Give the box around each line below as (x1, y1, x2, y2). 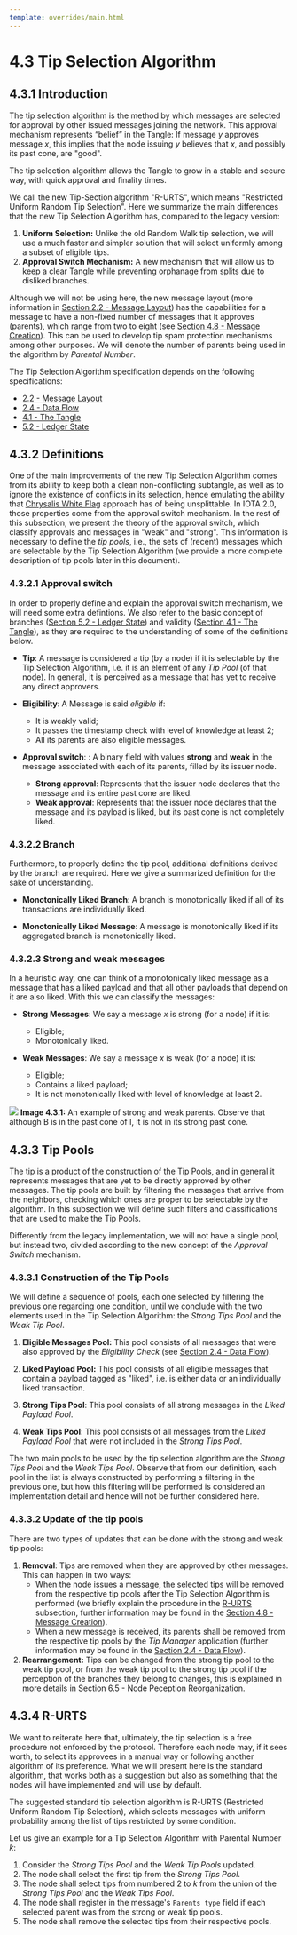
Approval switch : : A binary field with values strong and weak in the (21, 752, 273, 762)
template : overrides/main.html (9, 12, 125, 22)
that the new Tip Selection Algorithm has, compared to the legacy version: (9, 211, 281, 221)
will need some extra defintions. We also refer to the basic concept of (9, 607, 263, 617)
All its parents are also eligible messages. (35, 734, 187, 745)
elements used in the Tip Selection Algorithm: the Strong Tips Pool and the (9, 1310, 282, 1321)
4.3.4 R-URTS (9, 1708, 87, 1724)
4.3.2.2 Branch (9, 838, 75, 850)
